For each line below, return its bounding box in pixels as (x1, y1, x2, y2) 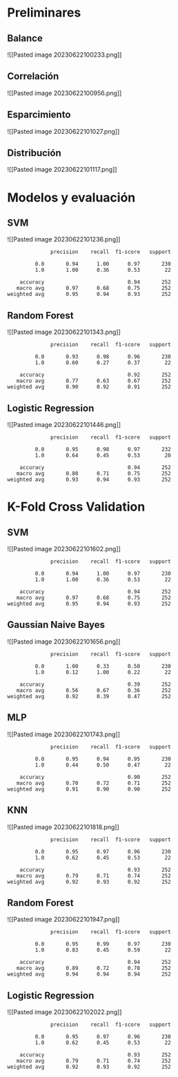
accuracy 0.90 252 (19, 773, 171, 780)
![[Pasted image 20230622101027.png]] (7, 127, 120, 135)
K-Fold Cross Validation (7, 499, 146, 515)
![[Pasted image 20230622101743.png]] (7, 730, 121, 738)
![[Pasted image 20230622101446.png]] (7, 421, 121, 429)
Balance (7, 32, 43, 44)
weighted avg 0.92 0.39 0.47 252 (7, 693, 171, 700)
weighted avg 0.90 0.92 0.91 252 (7, 384, 171, 391)
